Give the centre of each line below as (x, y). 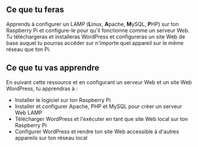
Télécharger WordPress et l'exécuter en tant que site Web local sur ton (101, 119)
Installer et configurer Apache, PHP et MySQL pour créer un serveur (98, 106)
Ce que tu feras (35, 10)
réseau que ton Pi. (29, 49)
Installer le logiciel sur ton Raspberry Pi (63, 100)
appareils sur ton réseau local (51, 138)
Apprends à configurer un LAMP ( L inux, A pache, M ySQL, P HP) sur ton (93, 24)
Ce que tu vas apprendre (53, 68)
